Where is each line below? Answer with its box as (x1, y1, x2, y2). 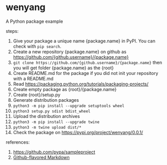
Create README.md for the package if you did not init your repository (13, 70, 158, 76)
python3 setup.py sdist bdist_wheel (13, 108, 91, 114)
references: (6, 139, 30, 145)
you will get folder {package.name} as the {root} (13, 65, 114, 71)
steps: (6, 28, 19, 34)
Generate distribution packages (13, 97, 79, 103)
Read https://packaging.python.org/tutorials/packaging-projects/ (13, 80, 149, 87)
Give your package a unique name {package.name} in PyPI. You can (13, 37, 156, 44)
